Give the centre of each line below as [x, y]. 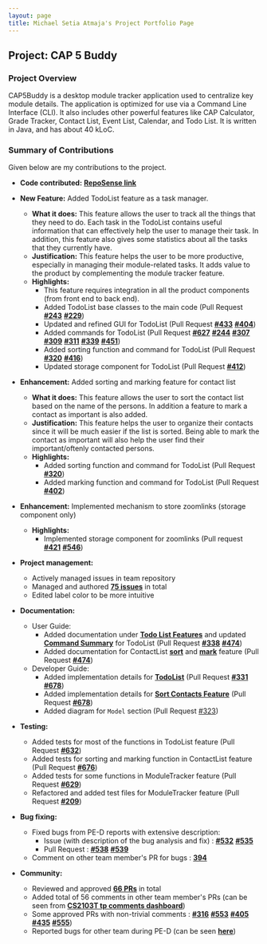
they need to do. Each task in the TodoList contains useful [127, 222]
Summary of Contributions [61, 150]
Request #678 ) [68, 703]
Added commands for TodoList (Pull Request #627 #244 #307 [147, 333]
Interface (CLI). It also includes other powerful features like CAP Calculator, [132, 113]
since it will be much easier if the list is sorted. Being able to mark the [145, 431]
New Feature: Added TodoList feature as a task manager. [114, 198]
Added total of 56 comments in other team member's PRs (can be [139, 897]
